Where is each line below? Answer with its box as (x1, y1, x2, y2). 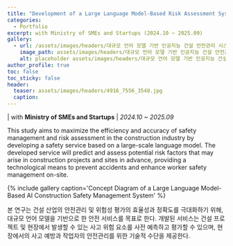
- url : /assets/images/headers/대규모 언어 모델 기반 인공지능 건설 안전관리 (13, 42, 216, 49)
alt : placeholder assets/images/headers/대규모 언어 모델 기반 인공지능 (19, 55, 215, 62)
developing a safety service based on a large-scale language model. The (7, 141, 216, 149)
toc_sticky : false (7, 74, 60, 82)
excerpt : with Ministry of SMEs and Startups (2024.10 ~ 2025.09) (7, 29, 203, 37)
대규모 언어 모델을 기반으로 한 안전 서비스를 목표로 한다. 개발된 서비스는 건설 (7, 214, 213, 222)
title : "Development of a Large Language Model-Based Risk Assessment (7, 10, 216, 17)
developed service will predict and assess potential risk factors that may (7, 148, 214, 157)
